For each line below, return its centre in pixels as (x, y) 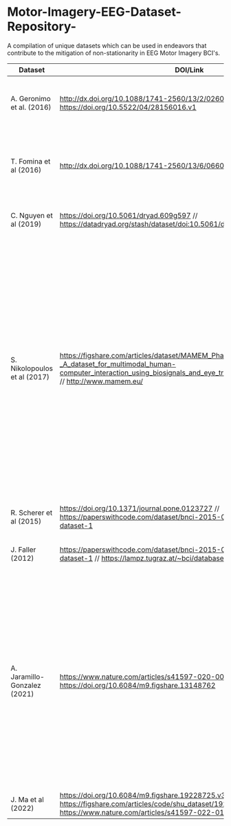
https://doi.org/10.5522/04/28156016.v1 (128, 107)
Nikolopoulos (32, 368)
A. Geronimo (31, 98)
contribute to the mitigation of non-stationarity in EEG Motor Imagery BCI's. (114, 53)
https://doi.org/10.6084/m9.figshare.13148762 (137, 685)
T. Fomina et (31, 161)
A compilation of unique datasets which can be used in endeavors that (107, 45)
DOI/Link (189, 69)
